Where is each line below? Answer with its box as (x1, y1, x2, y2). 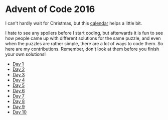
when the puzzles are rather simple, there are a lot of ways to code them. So (5, 40, 163, 46)
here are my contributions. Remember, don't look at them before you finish (5, 46, 159, 52)
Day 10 (12, 109, 27, 115)
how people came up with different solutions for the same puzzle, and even (5, 35, 161, 41)
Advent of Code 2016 (5, 4, 95, 15)
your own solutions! (5, 51, 46, 57)
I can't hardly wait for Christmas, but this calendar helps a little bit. (5, 20, 142, 26)
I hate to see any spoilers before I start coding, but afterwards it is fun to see (5, 30, 163, 36)
